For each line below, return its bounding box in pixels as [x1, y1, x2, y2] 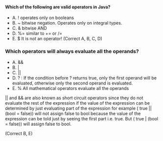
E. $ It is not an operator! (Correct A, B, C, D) [12, 36, 102, 42]
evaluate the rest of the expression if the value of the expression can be [5, 100, 150, 106]
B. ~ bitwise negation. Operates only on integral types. [12, 20, 122, 26]
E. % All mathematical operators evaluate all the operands [12, 85, 129, 91]
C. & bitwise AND [12, 25, 47, 31]
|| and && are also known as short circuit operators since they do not [5, 95, 143, 101]
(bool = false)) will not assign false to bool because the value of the [5, 111, 141, 116]
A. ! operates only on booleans [12, 15, 74, 21]
